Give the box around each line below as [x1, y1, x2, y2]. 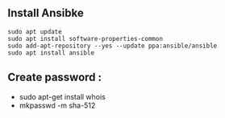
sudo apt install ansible [7, 48, 94, 57]
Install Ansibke [7, 6, 84, 20]
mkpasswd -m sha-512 [19, 100, 96, 110]
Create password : [7, 71, 102, 84]
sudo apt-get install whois [19, 92, 106, 101]
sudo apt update [7, 27, 62, 35]
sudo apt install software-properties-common [7, 35, 163, 43]
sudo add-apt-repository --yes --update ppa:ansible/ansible [7, 42, 218, 50]
